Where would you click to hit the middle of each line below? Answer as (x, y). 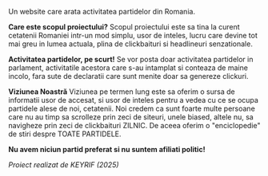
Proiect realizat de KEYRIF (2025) (64, 165)
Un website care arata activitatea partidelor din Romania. (102, 12)
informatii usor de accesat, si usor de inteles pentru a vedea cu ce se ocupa (133, 100)
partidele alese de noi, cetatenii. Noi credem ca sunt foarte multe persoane (132, 108)
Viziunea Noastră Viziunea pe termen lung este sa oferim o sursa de (122, 92)
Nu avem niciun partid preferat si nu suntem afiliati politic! (107, 149)
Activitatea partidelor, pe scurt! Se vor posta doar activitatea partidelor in (131, 59)
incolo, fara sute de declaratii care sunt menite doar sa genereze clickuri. (128, 76)
